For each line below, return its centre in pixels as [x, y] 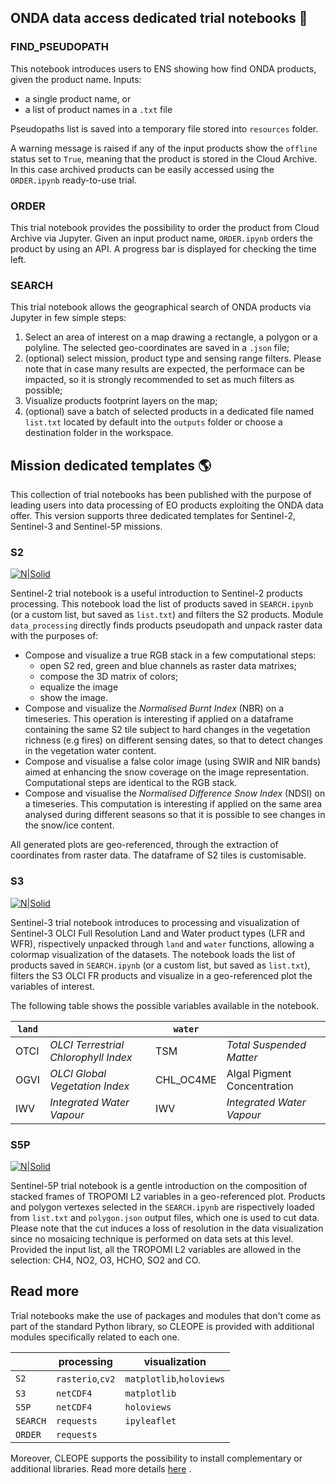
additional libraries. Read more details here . [101, 1468]
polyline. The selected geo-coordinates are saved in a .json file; [157, 348]
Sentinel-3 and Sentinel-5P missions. [86, 527]
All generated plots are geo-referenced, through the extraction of [144, 845]
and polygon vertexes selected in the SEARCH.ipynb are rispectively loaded [162, 1207]
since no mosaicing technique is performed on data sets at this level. [152, 1238]
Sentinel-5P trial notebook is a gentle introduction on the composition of [159, 1185]
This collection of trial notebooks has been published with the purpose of [161, 495]
